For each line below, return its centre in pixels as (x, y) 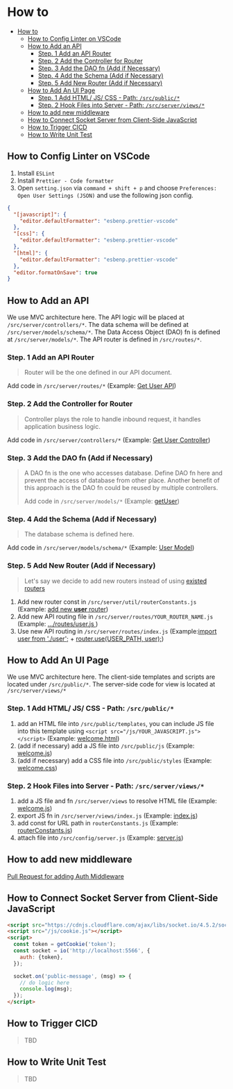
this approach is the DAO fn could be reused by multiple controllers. (121, 487)
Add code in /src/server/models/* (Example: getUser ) (102, 501)
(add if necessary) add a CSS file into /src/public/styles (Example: (114, 760)
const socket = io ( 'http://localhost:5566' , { (82, 951)
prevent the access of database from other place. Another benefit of (122, 480)
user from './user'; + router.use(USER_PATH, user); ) (90, 639)
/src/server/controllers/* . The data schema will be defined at (98, 325)
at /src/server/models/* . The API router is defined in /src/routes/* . (105, 339)
